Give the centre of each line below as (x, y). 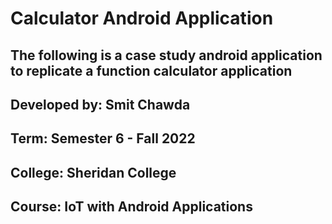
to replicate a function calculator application (151, 70)
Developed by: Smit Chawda (100, 104)
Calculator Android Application (142, 18)
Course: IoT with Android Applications (131, 207)
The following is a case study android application (166, 55)
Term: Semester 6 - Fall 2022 (103, 138)
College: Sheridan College (93, 172)
